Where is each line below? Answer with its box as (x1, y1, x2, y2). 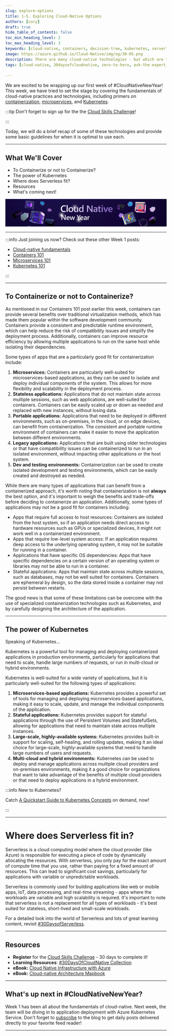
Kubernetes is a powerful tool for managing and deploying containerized (5, 649, 158, 655)
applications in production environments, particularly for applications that (5, 654, 160, 660)
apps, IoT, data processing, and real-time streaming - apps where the (5, 889, 152, 895)
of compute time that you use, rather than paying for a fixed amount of (5, 863, 154, 869)
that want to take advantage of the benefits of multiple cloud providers (12, 772, 162, 778)
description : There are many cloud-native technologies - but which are (5, 57, 164, 62)
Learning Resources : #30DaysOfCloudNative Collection (12, 960, 132, 966)
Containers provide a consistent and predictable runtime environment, (5, 322, 154, 328)
